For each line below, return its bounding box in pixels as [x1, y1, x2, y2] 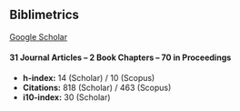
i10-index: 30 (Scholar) [22, 92, 111, 103]
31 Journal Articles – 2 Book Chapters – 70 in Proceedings [9, 52, 232, 63]
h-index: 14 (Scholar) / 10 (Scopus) [22, 73, 155, 84]
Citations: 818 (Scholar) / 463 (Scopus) [22, 82, 172, 94]
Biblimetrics [9, 7, 80, 23]
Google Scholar [9, 31, 68, 42]
